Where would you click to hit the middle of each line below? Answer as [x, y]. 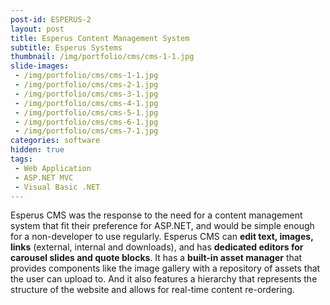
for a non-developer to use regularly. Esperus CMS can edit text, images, [162, 237]
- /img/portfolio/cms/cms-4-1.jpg [86, 103]
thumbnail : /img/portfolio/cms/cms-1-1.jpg [102, 57]
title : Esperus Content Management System [100, 38]
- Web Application [53, 168]
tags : [21, 159]
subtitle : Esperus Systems [66, 47]
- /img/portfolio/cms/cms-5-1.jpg [86, 112]
